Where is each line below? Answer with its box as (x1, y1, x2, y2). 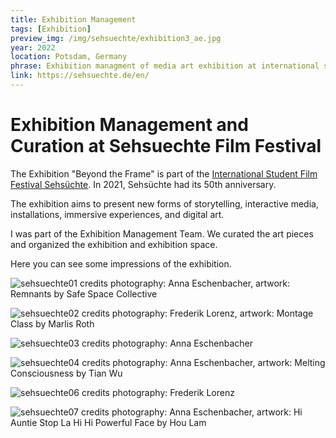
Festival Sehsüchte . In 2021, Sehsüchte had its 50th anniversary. (10, 178, 277, 190)
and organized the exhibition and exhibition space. (10, 238, 218, 250)
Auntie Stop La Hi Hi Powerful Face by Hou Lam (10, 416, 207, 428)
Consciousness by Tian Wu (10, 367, 123, 379)
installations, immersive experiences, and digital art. (10, 208, 225, 220)
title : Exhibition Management (10, 14, 137, 25)
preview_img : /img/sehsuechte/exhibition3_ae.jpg (10, 33, 222, 43)
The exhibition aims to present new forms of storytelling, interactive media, (10, 197, 319, 210)
